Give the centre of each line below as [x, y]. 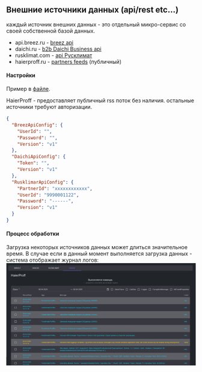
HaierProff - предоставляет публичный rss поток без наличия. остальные [100, 101]
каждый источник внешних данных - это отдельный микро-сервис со [96, 24]
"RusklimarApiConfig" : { [43, 182]
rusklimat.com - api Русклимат [54, 55]
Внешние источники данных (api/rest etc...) [93, 10]
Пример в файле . [28, 89]
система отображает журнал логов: [53, 260]
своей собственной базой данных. [50, 31]
